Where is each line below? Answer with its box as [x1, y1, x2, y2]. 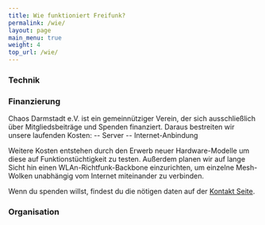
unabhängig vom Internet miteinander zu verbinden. [34, 171, 205, 181]
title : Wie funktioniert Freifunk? [8, 11, 126, 20]
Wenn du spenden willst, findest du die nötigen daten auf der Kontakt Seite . [8, 187, 255, 196]
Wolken [8, 171, 33, 181]
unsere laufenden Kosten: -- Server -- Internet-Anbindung [8, 131, 198, 140]
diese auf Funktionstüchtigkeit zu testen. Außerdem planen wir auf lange [8, 154, 246, 164]
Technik [8, 74, 40, 86]
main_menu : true [8, 33, 62, 42]
